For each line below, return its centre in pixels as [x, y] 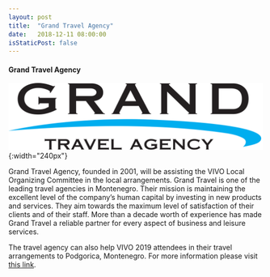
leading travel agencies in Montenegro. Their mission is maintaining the [127, 189]
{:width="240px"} [38, 156]
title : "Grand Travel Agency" [61, 26]
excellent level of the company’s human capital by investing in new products [135, 198]
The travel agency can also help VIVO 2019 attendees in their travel [120, 248]
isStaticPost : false [43, 43]
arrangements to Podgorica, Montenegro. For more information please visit [133, 256]
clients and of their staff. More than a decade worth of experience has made [135, 215]
